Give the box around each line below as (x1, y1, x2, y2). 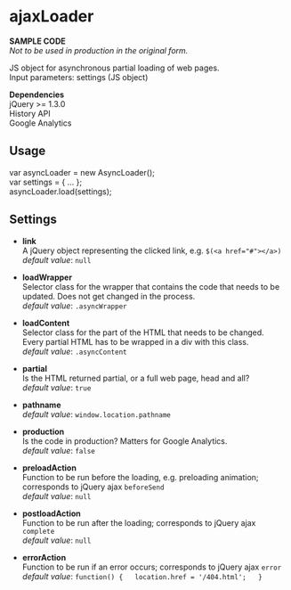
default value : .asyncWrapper (21, 300, 127, 311)
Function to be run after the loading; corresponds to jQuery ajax (21, 517, 256, 528)
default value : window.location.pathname (21, 408, 171, 420)
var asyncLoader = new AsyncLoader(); (9, 167, 156, 177)
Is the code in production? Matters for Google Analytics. (21, 435, 228, 447)
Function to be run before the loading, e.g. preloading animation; (21, 471, 260, 482)
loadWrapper (21, 272, 73, 283)
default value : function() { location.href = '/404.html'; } (21, 570, 263, 581)
